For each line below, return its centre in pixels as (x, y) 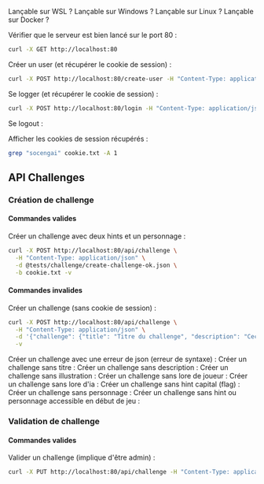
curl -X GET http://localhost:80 (63, 50)
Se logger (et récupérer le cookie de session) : (83, 94)
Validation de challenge (54, 422)
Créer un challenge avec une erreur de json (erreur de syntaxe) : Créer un (128, 359)
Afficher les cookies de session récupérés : (78, 139)
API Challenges (46, 177)
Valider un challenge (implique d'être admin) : (82, 458)
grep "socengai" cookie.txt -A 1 (63, 153)
